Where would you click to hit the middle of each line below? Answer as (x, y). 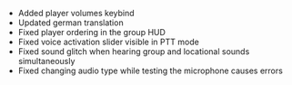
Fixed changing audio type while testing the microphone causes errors (151, 71)
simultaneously (46, 61)
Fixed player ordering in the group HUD (92, 32)
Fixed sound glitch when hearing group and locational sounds (134, 52)
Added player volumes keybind (76, 13)
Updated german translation (71, 23)
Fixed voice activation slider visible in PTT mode (109, 42)
